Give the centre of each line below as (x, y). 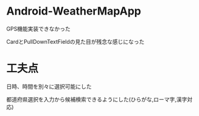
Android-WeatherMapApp (74, 11)
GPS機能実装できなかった (39, 29)
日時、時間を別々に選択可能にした (49, 86)
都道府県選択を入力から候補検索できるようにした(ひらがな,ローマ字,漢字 (97, 99)
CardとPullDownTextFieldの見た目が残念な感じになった (75, 41)
